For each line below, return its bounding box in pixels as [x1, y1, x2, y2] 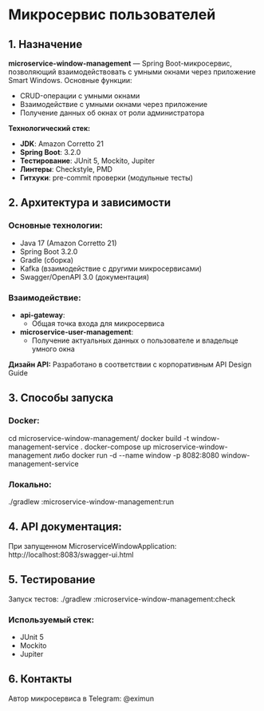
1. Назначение [8, 38, 83, 51]
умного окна [31, 344, 76, 353]
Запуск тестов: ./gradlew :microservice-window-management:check [8, 594, 235, 604]
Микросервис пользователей [8, 6, 216, 24]
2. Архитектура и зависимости [8, 196, 171, 209]
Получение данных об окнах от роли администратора [19, 108, 205, 117]
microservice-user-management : [19, 327, 134, 336]
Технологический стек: [8, 124, 91, 133]
